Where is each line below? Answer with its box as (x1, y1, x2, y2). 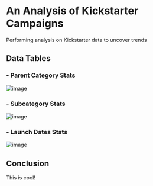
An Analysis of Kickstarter (6, 4, 139, 18)
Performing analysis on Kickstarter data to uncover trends (6, 36, 147, 43)
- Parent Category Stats (6, 71, 76, 79)
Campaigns (6, 17, 64, 30)
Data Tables (6, 53, 51, 63)
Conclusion (6, 158, 50, 168)
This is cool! (6, 174, 35, 181)
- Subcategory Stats (6, 100, 66, 108)
